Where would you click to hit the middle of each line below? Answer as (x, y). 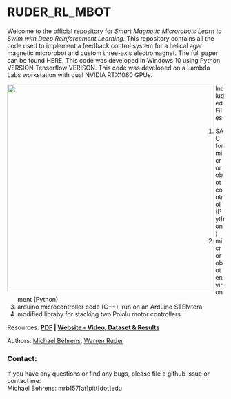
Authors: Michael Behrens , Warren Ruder (66, 340)
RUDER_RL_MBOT (59, 12)
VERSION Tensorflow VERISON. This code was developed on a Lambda (109, 68)
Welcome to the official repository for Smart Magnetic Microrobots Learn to (114, 31)
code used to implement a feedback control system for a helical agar (105, 45)
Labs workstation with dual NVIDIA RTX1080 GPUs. (80, 75)
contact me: (24, 381)
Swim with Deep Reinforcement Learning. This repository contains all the (111, 38)
